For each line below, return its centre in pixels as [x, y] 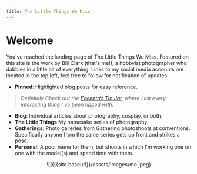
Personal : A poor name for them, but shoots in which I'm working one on [103, 146]
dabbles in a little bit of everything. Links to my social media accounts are [95, 69]
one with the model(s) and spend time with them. [74, 153]
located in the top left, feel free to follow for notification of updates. [87, 75]
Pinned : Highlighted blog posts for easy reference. [76, 87]
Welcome [30, 40]
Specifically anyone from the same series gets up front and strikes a [97, 134]
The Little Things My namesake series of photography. [81, 122]
